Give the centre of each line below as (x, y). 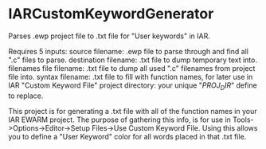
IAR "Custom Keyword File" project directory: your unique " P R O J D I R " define (133, 86)
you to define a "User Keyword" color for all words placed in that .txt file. (127, 136)
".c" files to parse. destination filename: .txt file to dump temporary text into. (133, 60)
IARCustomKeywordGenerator (111, 14)
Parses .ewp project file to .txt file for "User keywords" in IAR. (110, 36)
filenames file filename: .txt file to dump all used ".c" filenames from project (132, 68)
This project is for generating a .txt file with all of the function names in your (133, 111)
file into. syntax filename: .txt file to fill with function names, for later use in (131, 76)
